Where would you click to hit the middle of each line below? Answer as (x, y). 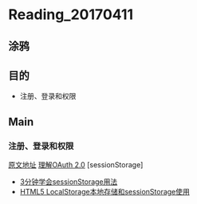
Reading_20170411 (71, 15)
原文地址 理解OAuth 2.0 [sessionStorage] (76, 165)
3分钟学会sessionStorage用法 (69, 182)
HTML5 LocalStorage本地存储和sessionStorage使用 (104, 192)
